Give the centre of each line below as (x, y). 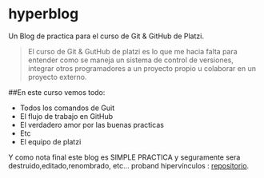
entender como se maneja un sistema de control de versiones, (131, 60)
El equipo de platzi (50, 141)
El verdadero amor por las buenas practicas (92, 125)
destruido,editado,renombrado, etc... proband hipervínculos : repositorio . (129, 165)
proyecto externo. (57, 77)
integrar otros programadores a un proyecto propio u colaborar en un (142, 68)
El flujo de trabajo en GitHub (66, 116)
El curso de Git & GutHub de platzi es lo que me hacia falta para (132, 51)
